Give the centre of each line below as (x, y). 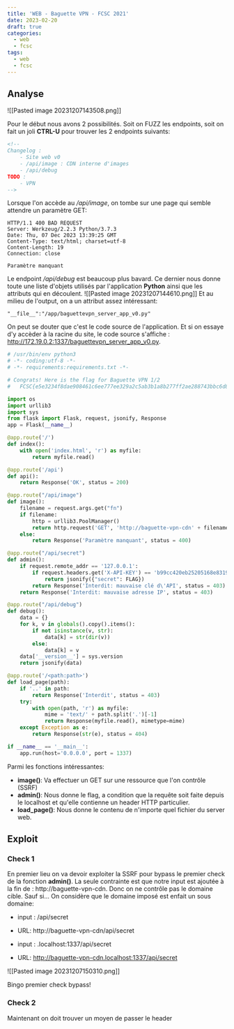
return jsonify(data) (51, 663)
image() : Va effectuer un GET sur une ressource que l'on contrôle (111, 780)
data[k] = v (62, 650)
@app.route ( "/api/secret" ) (46, 553)
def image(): (26, 502)
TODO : (17, 176)
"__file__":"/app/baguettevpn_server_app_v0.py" (79, 314)
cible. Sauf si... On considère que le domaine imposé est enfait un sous (109, 896)
